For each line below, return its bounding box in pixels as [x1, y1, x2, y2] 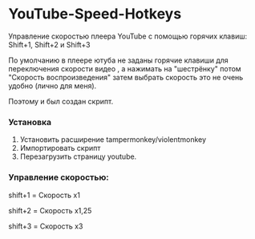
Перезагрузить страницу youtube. [19, 152, 137, 161]
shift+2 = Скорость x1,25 [8, 205, 92, 215]
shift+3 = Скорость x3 [8, 221, 83, 231]
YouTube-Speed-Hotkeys [8, 5, 182, 23]
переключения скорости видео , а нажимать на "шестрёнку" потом [8, 63, 242, 73]
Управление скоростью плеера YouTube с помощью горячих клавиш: [8, 31, 247, 41]
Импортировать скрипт [19, 144, 101, 153]
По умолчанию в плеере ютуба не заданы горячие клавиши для [8, 55, 229, 65]
